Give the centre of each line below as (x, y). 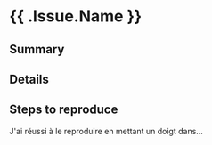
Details (29, 79)
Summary (37, 49)
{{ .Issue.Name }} (76, 16)
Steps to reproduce (64, 110)
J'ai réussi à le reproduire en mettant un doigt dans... (106, 131)
